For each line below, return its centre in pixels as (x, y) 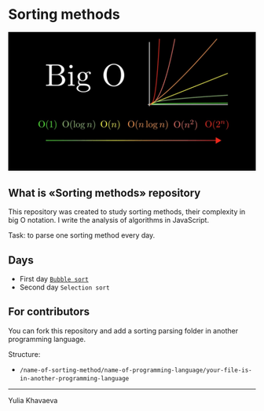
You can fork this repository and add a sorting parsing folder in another (123, 330)
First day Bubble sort (54, 279)
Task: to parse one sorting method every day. (82, 235)
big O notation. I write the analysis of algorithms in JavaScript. (109, 220)
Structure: (24, 354)
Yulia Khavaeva (33, 400)
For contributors (49, 312)
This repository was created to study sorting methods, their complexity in (127, 212)
